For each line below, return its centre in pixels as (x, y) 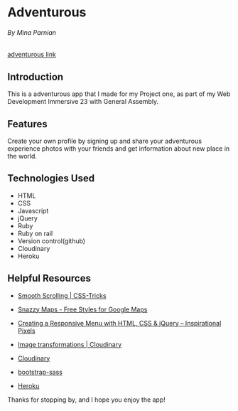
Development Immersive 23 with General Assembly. (83, 102)
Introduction (36, 76)
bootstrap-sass (40, 372)
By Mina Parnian (32, 32)
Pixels (26, 331)
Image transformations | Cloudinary (70, 344)
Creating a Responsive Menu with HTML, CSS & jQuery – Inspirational (119, 323)
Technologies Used (51, 178)
